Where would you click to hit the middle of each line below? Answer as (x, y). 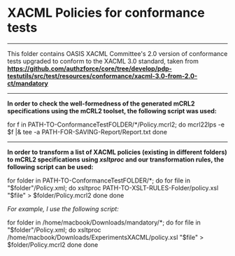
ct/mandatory (28, 83)
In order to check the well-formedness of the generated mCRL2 (101, 104)
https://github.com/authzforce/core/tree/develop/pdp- (90, 69)
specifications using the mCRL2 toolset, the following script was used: (112, 111)
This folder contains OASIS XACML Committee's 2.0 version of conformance (117, 53)
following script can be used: (50, 166)
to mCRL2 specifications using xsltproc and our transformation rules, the (116, 159)
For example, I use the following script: (63, 208)
